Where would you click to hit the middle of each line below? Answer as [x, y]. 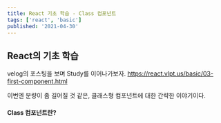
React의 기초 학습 [43, 56]
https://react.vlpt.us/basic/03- [171, 74]
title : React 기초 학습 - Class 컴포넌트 [62, 13]
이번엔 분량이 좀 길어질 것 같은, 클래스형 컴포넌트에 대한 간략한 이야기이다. [106, 96]
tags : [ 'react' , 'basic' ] [44, 20]
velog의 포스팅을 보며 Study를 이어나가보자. [67, 74]
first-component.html [37, 81]
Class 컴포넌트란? [32, 112]
